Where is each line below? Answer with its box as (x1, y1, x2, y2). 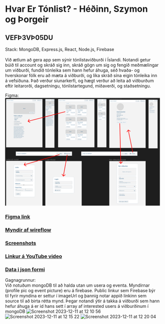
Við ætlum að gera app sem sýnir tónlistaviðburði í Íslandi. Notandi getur (5, 57, 151, 62)
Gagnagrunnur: (5, 277, 36, 283)
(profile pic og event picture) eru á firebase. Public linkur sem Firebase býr (5, 288, 156, 294)
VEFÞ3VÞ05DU (5, 33, 53, 42)
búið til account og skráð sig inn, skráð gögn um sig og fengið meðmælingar (5, 62, 159, 68)
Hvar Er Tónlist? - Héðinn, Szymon (5, 3, 148, 15)
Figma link (5, 214, 30, 220)
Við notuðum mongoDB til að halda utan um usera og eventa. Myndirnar (5, 282, 150, 288)
